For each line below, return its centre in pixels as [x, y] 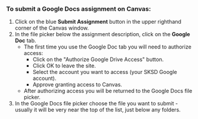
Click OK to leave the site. [64, 66]
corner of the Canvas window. [52, 28]
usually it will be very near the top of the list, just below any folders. [98, 110]
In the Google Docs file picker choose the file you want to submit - [96, 104]
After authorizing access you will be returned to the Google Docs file [108, 91]
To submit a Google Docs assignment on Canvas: [78, 9]
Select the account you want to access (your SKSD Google [105, 72]
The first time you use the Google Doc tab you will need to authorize [108, 47]
